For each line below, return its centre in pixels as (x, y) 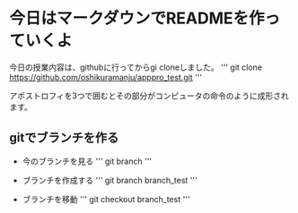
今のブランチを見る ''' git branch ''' (87, 161)
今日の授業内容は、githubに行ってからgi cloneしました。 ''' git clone (136, 67)
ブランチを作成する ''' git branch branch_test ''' (110, 180)
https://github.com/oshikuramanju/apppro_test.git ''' (106, 77)
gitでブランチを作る (64, 138)
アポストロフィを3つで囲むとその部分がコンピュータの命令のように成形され (149, 96)
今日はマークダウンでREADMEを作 (137, 18)
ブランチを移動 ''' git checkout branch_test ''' (106, 199)
